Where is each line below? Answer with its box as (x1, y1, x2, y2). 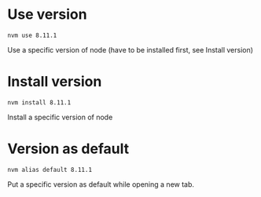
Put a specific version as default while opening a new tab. (7, 179, 194, 189)
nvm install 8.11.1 (7, 98, 72, 107)
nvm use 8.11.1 (7, 31, 57, 39)
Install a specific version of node (7, 112, 113, 122)
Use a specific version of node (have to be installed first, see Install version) (7, 45, 253, 54)
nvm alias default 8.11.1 (7, 166, 92, 173)
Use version (7, 5, 87, 24)
